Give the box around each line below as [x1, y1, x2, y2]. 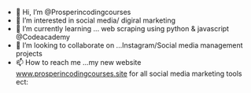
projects [15, 49, 43, 58]
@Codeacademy [15, 32, 71, 41]
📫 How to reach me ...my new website [15, 58, 142, 66]
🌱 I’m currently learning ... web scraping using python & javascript [15, 24, 230, 33]
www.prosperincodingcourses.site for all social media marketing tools [15, 69, 242, 78]
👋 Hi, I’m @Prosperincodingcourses [15, 8, 131, 16]
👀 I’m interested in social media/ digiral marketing [15, 16, 175, 25]
